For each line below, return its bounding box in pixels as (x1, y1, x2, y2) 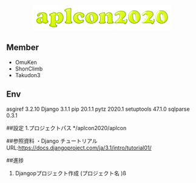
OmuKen (15, 58, 38, 66)
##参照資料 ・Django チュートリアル (6, 137, 98, 144)
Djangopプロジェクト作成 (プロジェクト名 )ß (15, 169, 126, 177)
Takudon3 (15, 71, 41, 78)
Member (6, 43, 39, 53)
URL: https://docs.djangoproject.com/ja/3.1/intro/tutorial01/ (6, 144, 152, 151)
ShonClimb (15, 65, 43, 72)
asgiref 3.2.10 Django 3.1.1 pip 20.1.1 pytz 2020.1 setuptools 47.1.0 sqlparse (6, 105, 190, 112)
